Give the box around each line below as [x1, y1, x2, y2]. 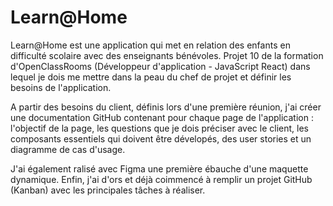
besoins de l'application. [10, 81, 112, 93]
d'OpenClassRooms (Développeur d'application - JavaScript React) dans [10, 60, 311, 72]
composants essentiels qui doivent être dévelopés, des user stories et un [10, 132, 312, 145]
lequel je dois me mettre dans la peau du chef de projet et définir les [10, 71, 292, 83]
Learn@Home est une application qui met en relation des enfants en [10, 39, 291, 51]
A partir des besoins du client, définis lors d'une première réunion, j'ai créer [10, 101, 322, 113]
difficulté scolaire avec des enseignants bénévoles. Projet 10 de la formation [10, 49, 324, 61]
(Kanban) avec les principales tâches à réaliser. [10, 184, 206, 196]
